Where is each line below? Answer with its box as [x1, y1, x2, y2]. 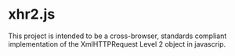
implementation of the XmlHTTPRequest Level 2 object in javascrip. [8, 39, 226, 48]
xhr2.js [8, 5, 56, 23]
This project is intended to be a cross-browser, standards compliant [8, 31, 227, 40]
